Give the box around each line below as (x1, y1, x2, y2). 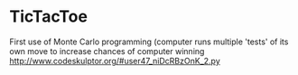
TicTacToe (9, 6, 88, 27)
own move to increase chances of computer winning (9, 45, 205, 56)
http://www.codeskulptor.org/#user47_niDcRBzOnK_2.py (9, 55, 221, 66)
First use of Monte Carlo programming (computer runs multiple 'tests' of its (9, 36, 289, 47)
